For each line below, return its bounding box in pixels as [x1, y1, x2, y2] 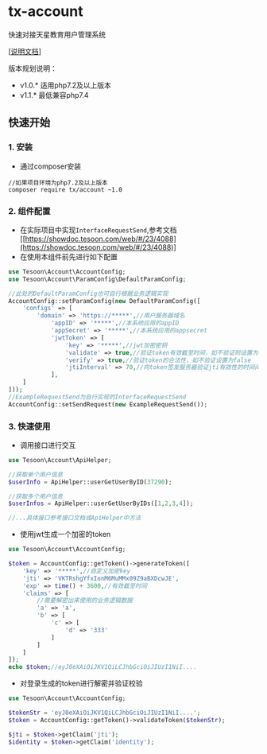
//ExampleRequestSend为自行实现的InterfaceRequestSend [8, 393, 187, 401]
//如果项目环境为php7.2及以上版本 [8, 178, 108, 187]
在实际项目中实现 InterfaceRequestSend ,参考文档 [19, 225, 177, 235]
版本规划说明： [8, 63, 57, 73]
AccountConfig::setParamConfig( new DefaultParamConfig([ [8, 297, 201, 305]
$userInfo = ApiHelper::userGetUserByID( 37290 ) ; [8, 478, 172, 486]
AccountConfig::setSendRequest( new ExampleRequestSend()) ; [8, 400, 208, 408]
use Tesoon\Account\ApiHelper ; [8, 456, 112, 464]
